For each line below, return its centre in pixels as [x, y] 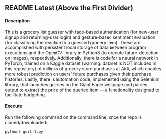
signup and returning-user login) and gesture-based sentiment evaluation [80, 37]
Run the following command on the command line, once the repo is [74, 117]
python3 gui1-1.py [24, 131]
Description [18, 21]
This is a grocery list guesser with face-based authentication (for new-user [82, 32]
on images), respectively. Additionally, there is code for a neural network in [82, 58]
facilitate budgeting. [26, 95]
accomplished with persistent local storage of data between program [76, 47]
